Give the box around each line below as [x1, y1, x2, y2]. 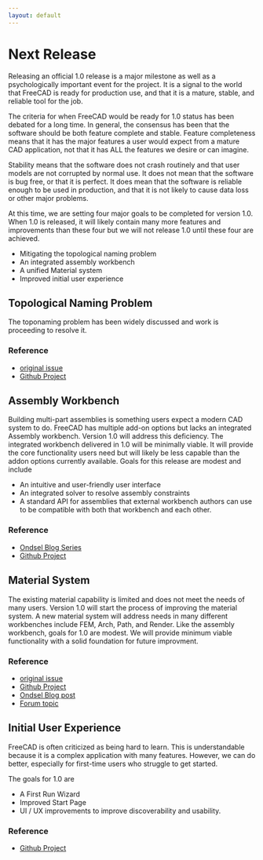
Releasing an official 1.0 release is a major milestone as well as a [8, 71, 216, 81]
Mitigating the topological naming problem [19, 249, 157, 258]
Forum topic [19, 698, 59, 708]
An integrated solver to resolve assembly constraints [19, 488, 191, 498]
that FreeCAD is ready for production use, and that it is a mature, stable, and [8, 88, 255, 97]
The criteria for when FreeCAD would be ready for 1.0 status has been [8, 111, 235, 121]
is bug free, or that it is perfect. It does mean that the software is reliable [8, 177, 242, 186]
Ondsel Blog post [19, 690, 76, 699]
